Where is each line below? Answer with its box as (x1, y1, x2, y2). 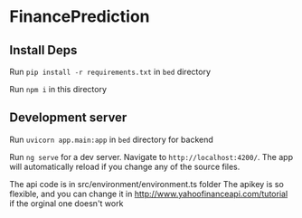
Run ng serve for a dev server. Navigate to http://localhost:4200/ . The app (9, 151, 294, 162)
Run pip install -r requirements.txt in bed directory (9, 66, 211, 77)
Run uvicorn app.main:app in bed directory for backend (9, 134, 214, 145)
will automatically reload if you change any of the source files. (9, 161, 241, 172)
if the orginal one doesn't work (9, 197, 124, 209)
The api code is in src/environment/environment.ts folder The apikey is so (9, 178, 285, 189)
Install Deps (9, 43, 78, 58)
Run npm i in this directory (9, 84, 107, 94)
